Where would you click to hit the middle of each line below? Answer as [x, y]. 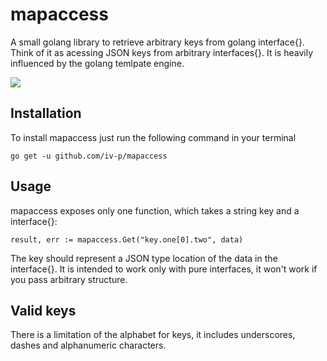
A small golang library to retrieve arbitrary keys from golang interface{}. [157, 42]
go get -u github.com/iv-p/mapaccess [89, 156]
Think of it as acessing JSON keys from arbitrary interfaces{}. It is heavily [162, 52]
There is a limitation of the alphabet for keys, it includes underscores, [153, 335]
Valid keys [43, 310]
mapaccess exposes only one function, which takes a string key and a [155, 210]
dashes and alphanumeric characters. [88, 345]
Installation [46, 113]
